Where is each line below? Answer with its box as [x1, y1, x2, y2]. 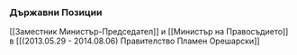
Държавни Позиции [9, 6, 103, 19]
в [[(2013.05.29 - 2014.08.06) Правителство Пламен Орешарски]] [9, 35, 260, 46]
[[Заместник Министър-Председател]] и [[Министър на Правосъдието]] [9, 27, 289, 37]
